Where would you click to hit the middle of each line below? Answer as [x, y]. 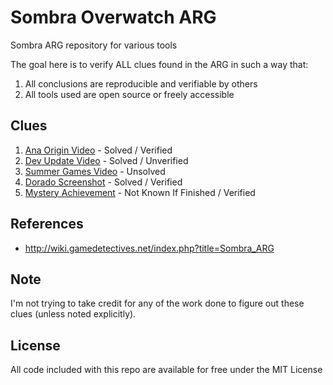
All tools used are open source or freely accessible [129, 94]
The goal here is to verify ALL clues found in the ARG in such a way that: [159, 64]
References [47, 224]
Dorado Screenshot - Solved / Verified [103, 182]
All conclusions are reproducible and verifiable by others [141, 83]
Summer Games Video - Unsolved [95, 171]
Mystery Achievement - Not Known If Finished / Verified [140, 192]
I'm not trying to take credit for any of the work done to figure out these [157, 303]
